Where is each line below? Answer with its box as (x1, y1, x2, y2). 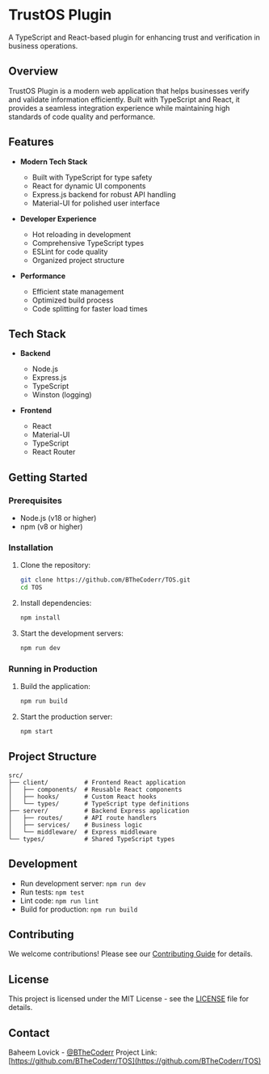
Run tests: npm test (19, 887, 85, 897)
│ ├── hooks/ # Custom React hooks (8, 793, 158, 801)
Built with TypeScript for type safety (32, 172, 153, 182)
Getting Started (8, 471, 88, 484)
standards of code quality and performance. (8, 112, 156, 121)
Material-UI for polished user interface (32, 198, 160, 208)
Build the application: (19, 682, 90, 691)
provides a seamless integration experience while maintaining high (8, 103, 230, 112)
